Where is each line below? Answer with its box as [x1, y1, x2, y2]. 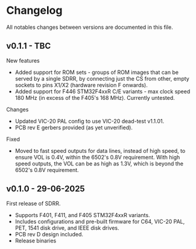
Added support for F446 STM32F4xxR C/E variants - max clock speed [14, 88, 191, 95]
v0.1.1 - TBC [6, 41, 51, 51]
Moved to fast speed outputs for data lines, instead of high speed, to [14, 147, 186, 154]
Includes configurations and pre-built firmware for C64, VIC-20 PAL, [14, 218, 185, 225]
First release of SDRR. [6, 200, 61, 207]
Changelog [6, 4, 63, 17]
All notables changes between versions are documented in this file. [6, 23, 173, 31]
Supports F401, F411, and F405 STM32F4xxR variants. [14, 211, 150, 218]
